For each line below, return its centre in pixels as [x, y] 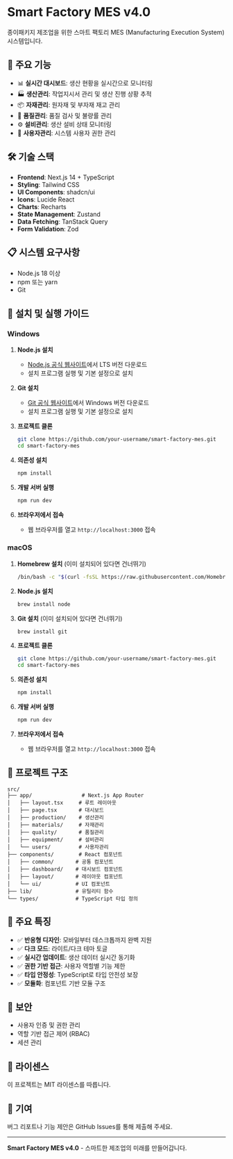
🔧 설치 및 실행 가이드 [48, 313]
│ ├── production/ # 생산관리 [55, 817]
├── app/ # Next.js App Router [76, 795]
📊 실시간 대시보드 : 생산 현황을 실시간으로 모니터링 [85, 83]
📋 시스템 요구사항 [44, 252]
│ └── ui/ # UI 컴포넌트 [59, 884]
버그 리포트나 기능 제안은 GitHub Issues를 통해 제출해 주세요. [90, 1127]
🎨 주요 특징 [29, 922]
